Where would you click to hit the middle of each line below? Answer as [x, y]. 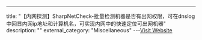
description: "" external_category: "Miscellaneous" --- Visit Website [89, 30]
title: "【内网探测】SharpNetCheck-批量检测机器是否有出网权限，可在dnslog [101, 16]
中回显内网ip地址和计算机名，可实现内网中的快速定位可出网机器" [86, 24]
